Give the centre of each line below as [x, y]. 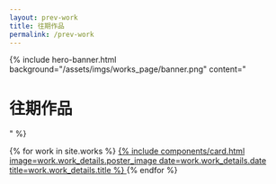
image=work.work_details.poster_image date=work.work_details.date [138, 161]
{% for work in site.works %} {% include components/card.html [127, 151]
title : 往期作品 [37, 26]
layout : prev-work [44, 18]
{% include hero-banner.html [63, 60]
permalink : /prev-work [52, 34]
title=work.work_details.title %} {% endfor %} [93, 171]
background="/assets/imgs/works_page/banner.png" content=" [128, 69]
